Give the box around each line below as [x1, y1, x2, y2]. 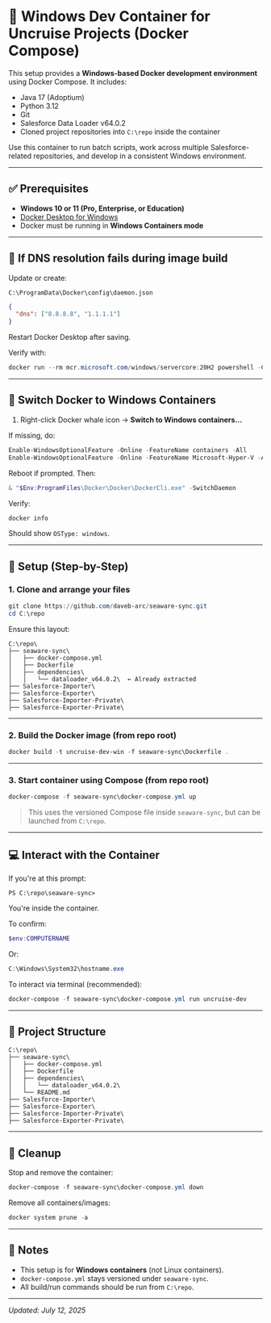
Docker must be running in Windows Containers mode [19, 220, 204, 230]
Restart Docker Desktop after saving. [8, 333, 131, 342]
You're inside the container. [8, 903, 99, 913]
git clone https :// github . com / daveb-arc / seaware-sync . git [8, 602, 207, 610]
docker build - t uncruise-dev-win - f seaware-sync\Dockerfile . [8, 748, 229, 756]
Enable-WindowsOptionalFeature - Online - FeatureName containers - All [8, 446, 248, 454]
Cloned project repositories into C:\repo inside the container [19, 127, 220, 136]
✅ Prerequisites [8, 182, 89, 196]
